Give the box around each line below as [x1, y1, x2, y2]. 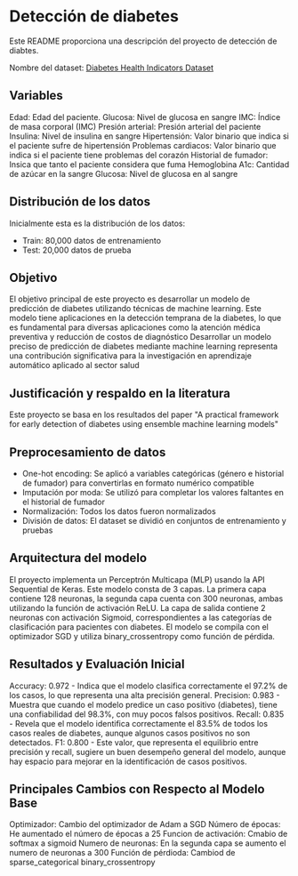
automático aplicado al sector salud [9, 360, 140, 371]
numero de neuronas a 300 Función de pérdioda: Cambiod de [9, 848, 236, 858]
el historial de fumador [21, 496, 105, 507]
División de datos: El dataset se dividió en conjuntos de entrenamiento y [21, 516, 286, 526]
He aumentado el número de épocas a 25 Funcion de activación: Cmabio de [9, 829, 288, 840]
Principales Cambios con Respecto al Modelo [9, 782, 265, 797]
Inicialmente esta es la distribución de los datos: [9, 218, 186, 229]
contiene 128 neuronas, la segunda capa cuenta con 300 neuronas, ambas [9, 593, 284, 604]
